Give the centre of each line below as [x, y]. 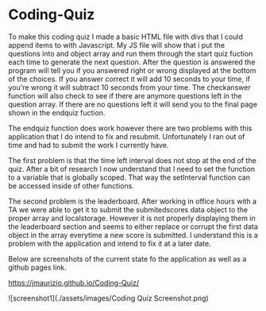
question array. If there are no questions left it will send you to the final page [133, 104]
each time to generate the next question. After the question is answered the [132, 62]
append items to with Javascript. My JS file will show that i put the [116, 45]
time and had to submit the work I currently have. [89, 145]
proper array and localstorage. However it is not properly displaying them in [132, 218]
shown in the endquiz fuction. [57, 112]
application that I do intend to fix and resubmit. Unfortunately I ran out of [127, 136]
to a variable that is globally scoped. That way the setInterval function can [129, 177]
